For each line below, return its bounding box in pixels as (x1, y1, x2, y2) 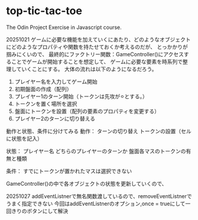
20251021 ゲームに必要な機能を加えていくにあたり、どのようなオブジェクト (6, 35, 191, 43)
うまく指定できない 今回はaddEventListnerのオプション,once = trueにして (6, 200, 186, 207)
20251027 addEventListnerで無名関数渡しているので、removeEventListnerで (6, 192, 192, 199)
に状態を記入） (6, 135, 43, 142)
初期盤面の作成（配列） (14, 85, 72, 92)
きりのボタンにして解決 (11, 207, 69, 214)
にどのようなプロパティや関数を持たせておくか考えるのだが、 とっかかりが (6, 43, 188, 50)
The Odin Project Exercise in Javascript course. (6, 24, 122, 31)
